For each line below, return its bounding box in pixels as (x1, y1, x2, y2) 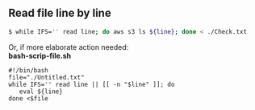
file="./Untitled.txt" (8, 73, 85, 81)
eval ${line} (19, 88, 63, 96)
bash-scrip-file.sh (8, 51, 72, 60)
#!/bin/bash (8, 66, 48, 75)
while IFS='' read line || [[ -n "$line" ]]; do (8, 80, 175, 88)
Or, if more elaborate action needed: (8, 42, 129, 51)
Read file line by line (8, 6, 111, 20)
